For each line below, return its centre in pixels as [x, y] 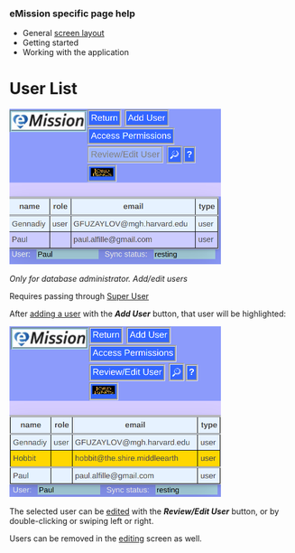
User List [44, 89]
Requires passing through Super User [79, 296]
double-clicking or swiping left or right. [82, 521]
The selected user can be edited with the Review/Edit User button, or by [144, 511]
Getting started [51, 42]
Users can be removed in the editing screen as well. [106, 539]
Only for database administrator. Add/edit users [98, 279]
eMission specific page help [72, 14]
